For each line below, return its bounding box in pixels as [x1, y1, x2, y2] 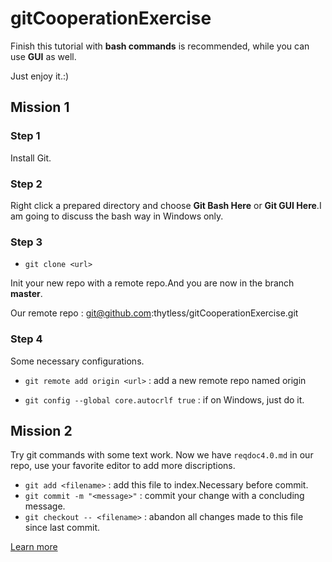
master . [10, 288, 43, 300]
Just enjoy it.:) [10, 70, 70, 82]
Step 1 [10, 129, 41, 143]
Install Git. [10, 152, 52, 164]
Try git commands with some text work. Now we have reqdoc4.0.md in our [10, 449, 314, 461]
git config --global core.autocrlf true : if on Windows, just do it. [24, 393, 305, 406]
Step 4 [10, 332, 43, 346]
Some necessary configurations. [10, 355, 145, 367]
